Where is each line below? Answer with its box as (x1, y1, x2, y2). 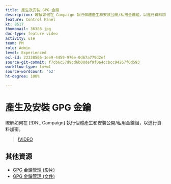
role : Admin (5, 45, 31, 50)
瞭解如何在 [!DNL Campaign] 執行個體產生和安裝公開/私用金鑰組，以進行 (5, 119, 157, 125)
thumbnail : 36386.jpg (5, 27, 51, 32)
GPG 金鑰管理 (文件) (12, 173, 55, 179)
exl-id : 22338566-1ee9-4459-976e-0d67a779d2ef (5, 55, 106, 60)
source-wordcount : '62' (5, 69, 56, 74)
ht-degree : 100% (5, 74, 40, 79)
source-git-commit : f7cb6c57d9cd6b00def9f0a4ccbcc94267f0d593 (5, 60, 140, 65)
